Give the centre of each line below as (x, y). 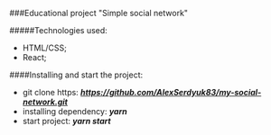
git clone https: (50, 92)
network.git (45, 102)
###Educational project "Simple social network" (98, 13)
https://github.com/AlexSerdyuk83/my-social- (171, 92)
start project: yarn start (66, 121)
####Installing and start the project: (76, 75)
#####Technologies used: (59, 30)
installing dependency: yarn (75, 111)
